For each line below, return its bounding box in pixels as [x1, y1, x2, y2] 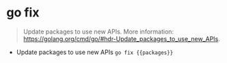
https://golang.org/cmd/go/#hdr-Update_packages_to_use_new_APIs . [23, 34, 220, 42]
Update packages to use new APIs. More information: [23, 27, 174, 36]
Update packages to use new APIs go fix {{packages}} [16, 48, 174, 56]
